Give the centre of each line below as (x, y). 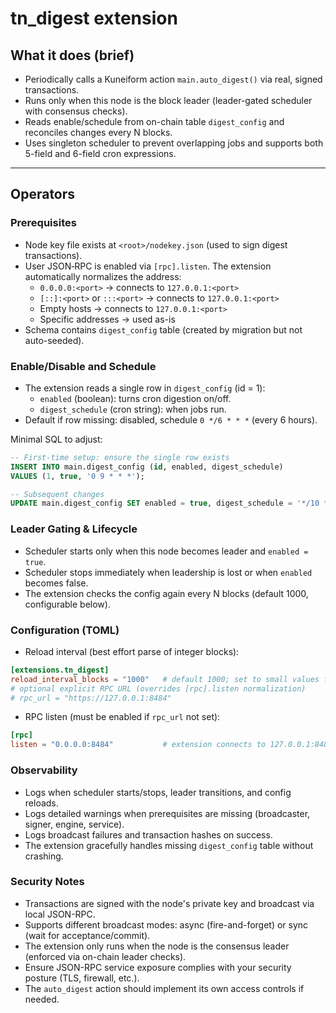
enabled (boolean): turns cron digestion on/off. (135, 398)
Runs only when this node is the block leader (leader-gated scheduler (168, 100)
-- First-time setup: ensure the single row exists (120, 457)
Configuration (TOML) (65, 630)
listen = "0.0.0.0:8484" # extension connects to (138, 745)
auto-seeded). (54, 340)
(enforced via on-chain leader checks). (105, 956)
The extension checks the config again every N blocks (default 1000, (166, 593)
